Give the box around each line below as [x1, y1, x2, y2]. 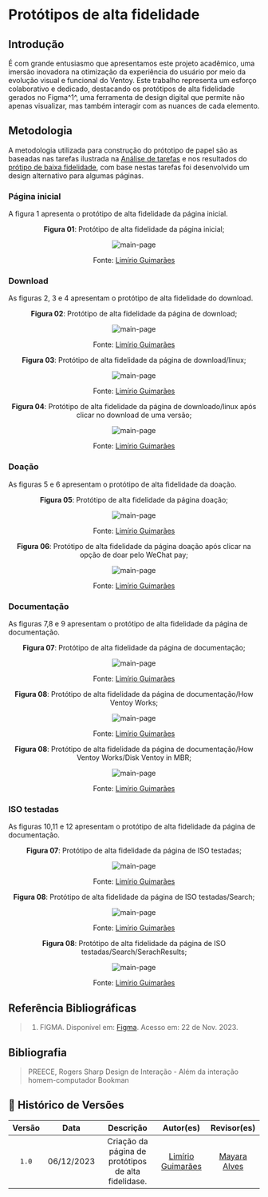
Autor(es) [162, 1122, 201, 1133]
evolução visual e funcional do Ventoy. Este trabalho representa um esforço [8, 76, 257, 85]
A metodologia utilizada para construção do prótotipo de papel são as [8, 145, 238, 155]
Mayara [219, 1151, 247, 1162]
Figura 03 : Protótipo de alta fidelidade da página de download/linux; [22, 356, 246, 365]
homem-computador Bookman [27, 1075, 129, 1084]
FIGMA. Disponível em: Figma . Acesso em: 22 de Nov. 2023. [39, 1023, 238, 1032]
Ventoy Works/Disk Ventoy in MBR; [77, 753, 191, 762]
